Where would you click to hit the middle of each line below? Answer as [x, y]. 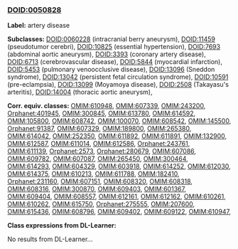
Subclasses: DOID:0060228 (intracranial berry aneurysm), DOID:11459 [111, 39]
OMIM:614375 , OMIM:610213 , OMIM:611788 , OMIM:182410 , [93, 174]
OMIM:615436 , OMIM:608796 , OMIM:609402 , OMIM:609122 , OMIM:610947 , [119, 212]
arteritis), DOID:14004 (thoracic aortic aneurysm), [80, 92]
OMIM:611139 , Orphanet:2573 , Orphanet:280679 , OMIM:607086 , [102, 152]
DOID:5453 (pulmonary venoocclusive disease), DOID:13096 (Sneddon [111, 70]
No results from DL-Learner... [50, 239]
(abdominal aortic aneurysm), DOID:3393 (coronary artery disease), [107, 54]
